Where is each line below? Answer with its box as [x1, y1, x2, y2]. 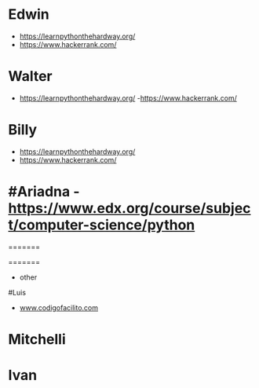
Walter [8, 68, 53, 86]
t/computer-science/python [8, 216, 195, 233]
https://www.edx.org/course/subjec [8, 199, 251, 217]
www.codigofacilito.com [19, 302, 99, 312]
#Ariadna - [8, 183, 80, 200]
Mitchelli [8, 330, 67, 348]
